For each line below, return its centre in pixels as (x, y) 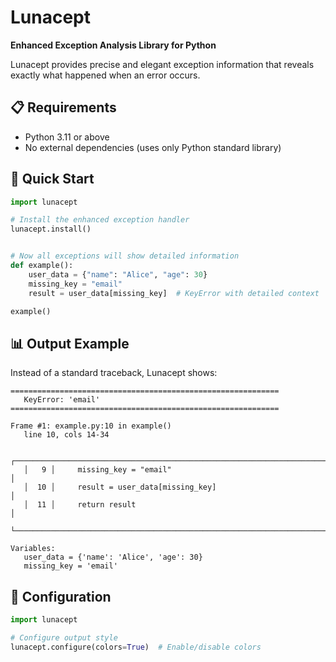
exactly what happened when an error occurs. (105, 75)
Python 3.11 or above (67, 137)
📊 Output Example (70, 343)
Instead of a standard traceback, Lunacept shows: (114, 373)
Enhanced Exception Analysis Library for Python (113, 45)
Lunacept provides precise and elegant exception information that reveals (162, 64)
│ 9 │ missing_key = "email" (97, 470)
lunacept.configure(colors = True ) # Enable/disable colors (136, 647)
